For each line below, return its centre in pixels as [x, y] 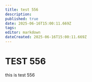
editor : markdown [23, 32]
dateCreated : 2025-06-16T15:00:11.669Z [46, 37]
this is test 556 [20, 75]
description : [18, 14]
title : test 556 [22, 10]
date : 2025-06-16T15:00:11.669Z [38, 23]
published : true [22, 19]
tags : [11, 28]
